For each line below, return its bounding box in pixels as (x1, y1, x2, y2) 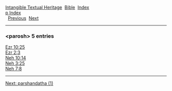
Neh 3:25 (5, 60, 25, 67)
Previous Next (7, 15, 39, 21)
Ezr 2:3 (5, 49, 20, 55)
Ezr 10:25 (5, 44, 25, 50)
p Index (5, 10, 21, 16)
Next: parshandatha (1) (5, 80, 54, 86)
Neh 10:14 (5, 55, 27, 61)
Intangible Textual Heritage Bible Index (5, 5, 90, 10)
